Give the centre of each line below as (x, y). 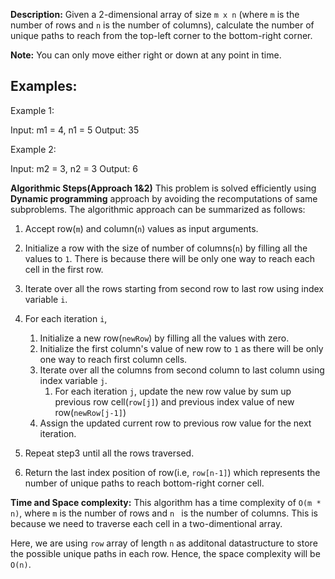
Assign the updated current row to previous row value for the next (175, 423)
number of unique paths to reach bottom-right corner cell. (144, 483)
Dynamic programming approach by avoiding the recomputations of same (164, 198)
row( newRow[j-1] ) (90, 412)
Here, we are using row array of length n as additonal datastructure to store (164, 543)
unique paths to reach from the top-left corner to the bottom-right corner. (161, 35)
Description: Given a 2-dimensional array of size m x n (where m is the (155, 14)
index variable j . (73, 380)
